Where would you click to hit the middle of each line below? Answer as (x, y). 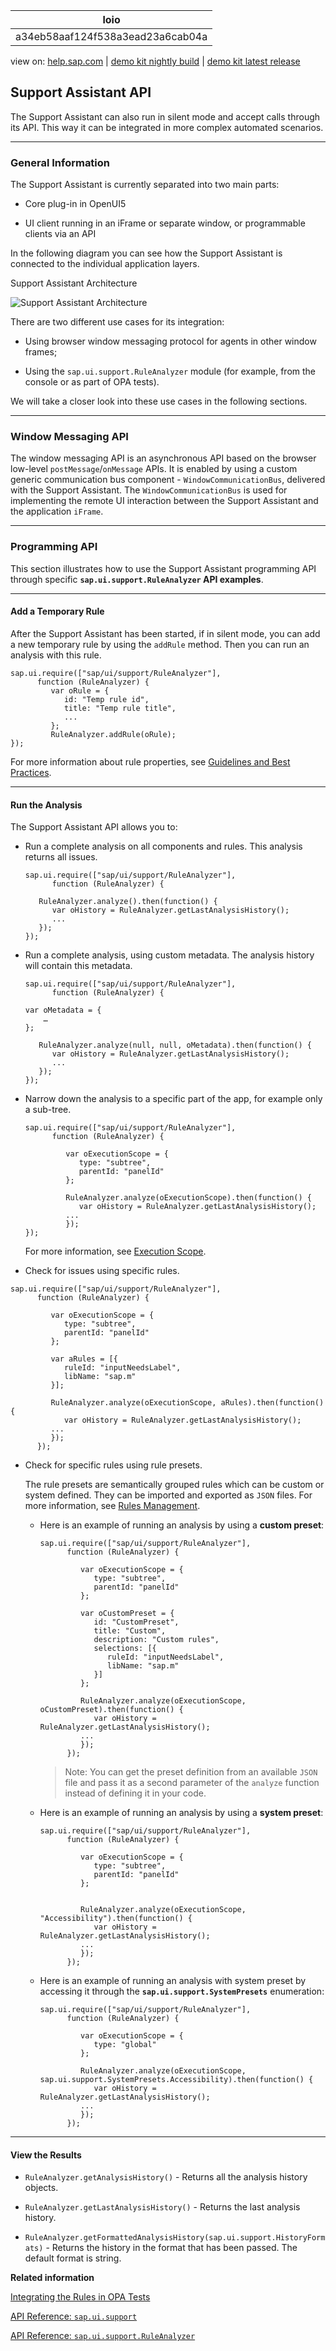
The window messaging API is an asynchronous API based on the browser (163, 458)
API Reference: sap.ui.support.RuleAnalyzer (103, 2336)
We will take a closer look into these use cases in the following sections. (159, 401)
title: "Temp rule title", (120, 708)
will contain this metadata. (78, 966)
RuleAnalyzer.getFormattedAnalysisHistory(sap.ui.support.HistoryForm (175, 2238)
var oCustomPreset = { (127, 1614)
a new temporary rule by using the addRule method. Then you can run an (160, 644)
